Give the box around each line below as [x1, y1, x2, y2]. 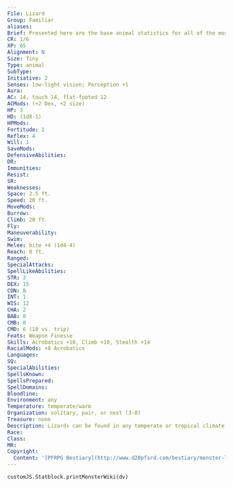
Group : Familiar [7, 17, 54, 24]
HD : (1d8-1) [7, 113, 42, 120]
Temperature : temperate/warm [7, 403, 92, 410]
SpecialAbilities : [7, 364, 60, 371]
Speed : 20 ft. [7, 197, 49, 204]
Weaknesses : [7, 184, 42, 191]
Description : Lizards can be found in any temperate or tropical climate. [7, 422, 228, 430]
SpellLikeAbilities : [7, 267, 67, 274]
